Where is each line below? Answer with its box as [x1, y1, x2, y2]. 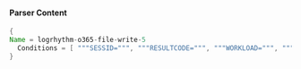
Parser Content [9, 7, 67, 18]
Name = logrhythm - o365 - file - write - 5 [9, 36, 146, 45]
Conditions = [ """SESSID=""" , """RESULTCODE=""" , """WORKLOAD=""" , [17, 43, 279, 53]
